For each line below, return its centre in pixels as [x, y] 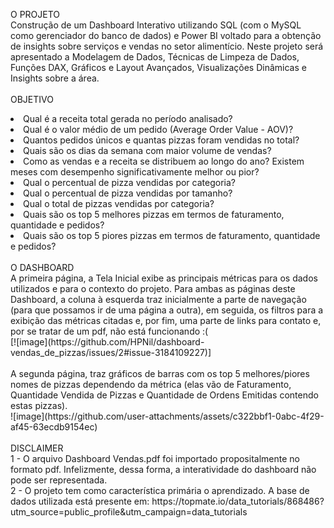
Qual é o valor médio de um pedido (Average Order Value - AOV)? [158, 129]
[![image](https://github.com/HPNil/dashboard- [107, 342]
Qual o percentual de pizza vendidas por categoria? [129, 182]
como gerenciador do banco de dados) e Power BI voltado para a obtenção [166, 35]
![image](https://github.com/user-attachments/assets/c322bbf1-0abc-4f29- [167, 416]
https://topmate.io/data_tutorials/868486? [238, 501]
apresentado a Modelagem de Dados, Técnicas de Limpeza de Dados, [155, 57]
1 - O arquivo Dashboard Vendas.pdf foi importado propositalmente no [155, 458]
